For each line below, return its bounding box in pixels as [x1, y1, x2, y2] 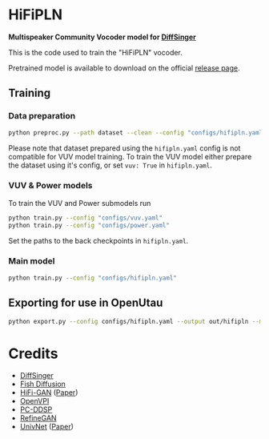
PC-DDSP [19, 405, 53, 414]
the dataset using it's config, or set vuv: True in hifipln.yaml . [8, 160, 212, 170]
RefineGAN [19, 413, 58, 423]
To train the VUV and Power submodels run [8, 198, 151, 207]
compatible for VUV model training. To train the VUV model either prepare [8, 151, 252, 161]
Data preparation [8, 111, 76, 122]
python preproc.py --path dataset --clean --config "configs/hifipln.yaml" [8, 128, 267, 137]
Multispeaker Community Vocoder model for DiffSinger [8, 32, 196, 42]
